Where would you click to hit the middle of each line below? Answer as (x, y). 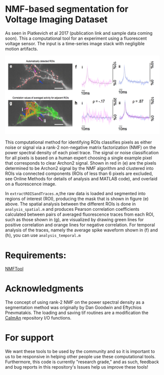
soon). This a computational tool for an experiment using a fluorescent (76, 38)
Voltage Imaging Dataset (56, 19)
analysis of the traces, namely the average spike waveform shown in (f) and (82, 230)
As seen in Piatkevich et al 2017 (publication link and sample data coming (79, 33)
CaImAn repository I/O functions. (38, 318)
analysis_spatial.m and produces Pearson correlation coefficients (72, 209)
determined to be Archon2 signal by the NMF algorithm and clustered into (79, 169)
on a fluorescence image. (31, 184)
